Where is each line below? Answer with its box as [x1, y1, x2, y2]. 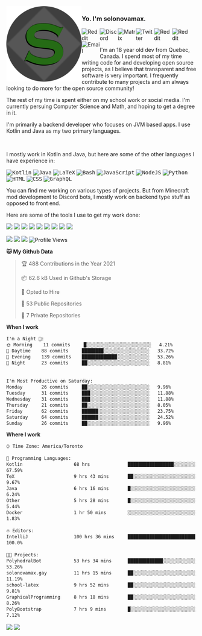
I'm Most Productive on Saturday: [6, 378, 93, 384]
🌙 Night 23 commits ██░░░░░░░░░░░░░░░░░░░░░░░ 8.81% [6, 360, 171, 366]
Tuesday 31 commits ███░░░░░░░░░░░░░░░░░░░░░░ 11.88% [6, 390, 174, 396]
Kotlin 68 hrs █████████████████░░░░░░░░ [6, 462, 196, 468]
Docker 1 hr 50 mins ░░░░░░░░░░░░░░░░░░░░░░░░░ [6, 510, 196, 516]
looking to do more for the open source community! [6, 84, 134, 92]
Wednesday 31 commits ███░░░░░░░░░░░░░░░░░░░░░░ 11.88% [6, 396, 174, 402]
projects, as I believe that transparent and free [81, 66, 197, 73]
